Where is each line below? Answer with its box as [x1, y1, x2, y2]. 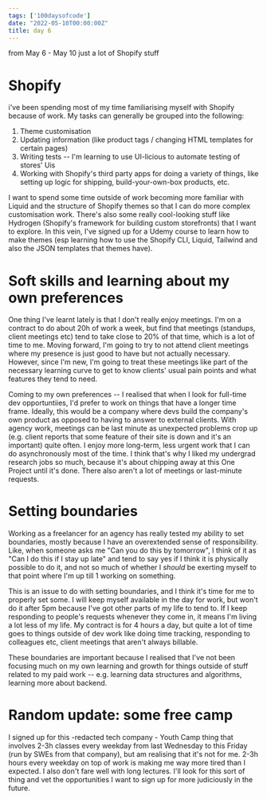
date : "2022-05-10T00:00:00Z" [8, 19, 109, 27]
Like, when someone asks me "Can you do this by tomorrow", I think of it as [8, 545, 257, 555]
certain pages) [19, 144, 69, 153]
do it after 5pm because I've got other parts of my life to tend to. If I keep [8, 604, 248, 613]
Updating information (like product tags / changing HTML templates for [19, 135, 253, 144]
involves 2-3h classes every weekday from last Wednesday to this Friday [8, 741, 248, 750]
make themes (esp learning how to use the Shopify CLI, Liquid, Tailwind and [8, 235, 257, 245]
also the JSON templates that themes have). [8, 244, 153, 254]
